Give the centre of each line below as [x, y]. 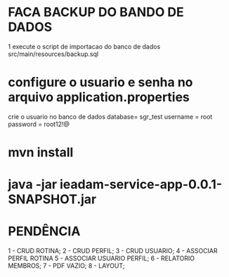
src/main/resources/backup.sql [53, 54]
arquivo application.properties [99, 97]
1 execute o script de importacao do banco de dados [84, 46]
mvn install [41, 153]
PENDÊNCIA [44, 231]
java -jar [33, 185]
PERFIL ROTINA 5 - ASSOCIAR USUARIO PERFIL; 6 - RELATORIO [102, 258]
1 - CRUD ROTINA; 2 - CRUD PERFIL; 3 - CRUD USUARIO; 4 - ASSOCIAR [113, 251]
